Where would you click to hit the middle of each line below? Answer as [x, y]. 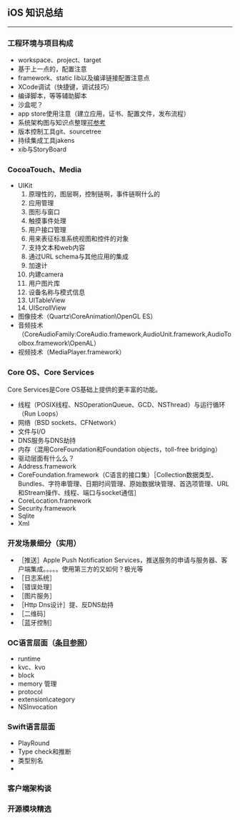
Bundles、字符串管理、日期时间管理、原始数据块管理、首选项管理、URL [124, 484]
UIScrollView [47, 308]
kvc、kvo [31, 667]
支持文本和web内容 [57, 248]
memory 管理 [37, 684]
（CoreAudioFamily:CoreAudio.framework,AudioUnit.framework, [112, 334]
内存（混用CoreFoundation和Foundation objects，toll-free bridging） [119, 449]
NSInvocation [37, 707]
